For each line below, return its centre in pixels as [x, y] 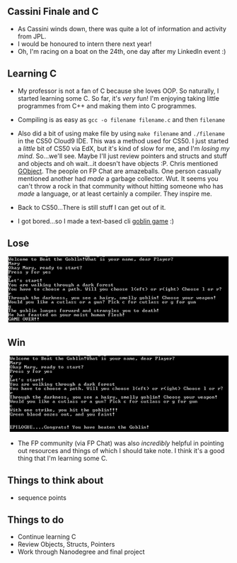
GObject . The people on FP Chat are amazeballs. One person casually [119, 171]
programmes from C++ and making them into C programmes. [107, 106]
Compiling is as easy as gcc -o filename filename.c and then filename [121, 119]
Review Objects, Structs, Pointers [66, 545]
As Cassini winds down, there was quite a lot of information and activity [122, 28]
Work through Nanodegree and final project [81, 552]
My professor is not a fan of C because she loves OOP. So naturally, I [118, 91]
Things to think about [56, 480]
